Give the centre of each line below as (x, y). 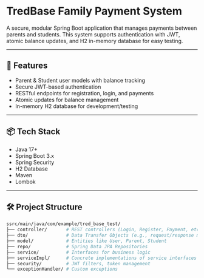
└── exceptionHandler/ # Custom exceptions (62, 269)
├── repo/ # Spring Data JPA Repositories (77, 246)
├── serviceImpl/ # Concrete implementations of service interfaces (102, 258)
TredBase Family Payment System (94, 11)
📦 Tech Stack (33, 132)
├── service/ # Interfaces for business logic (78, 252)
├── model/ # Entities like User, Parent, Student (87, 241)
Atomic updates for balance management (67, 100)
